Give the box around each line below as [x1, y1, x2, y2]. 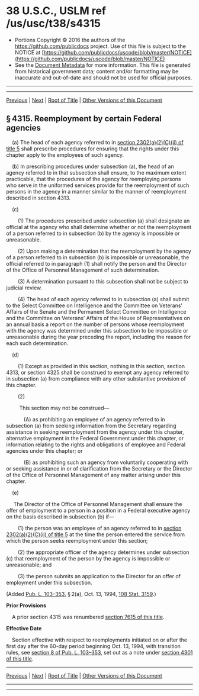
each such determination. [6, 339, 69, 347]
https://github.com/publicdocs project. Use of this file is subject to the [14, 43, 187, 50]
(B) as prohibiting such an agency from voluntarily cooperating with [23, 459, 188, 466]
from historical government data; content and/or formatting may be [14, 67, 179, 75]
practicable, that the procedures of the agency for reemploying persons [6, 175, 181, 182]
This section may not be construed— [19, 404, 110, 411]
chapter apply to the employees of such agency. [6, 151, 124, 158]
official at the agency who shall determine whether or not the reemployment [6, 223, 191, 230]
